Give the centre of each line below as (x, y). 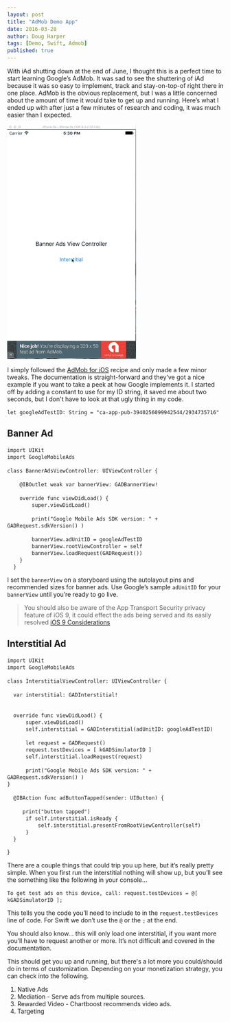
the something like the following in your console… (77, 880)
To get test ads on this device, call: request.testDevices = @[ (102, 893)
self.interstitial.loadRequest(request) (84, 757)
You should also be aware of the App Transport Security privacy (115, 607)
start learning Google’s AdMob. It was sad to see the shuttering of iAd (106, 78)
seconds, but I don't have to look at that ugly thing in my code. (95, 399)
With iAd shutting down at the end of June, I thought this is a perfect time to (114, 71)
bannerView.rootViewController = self (87, 546)
